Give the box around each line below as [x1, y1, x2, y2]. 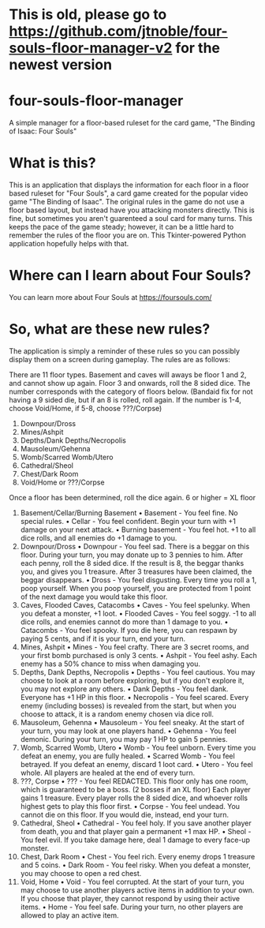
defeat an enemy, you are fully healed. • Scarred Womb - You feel [20, 751, 235, 761]
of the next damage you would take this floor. [20, 592, 168, 601]
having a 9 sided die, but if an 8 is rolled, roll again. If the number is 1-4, [9, 395, 241, 404]
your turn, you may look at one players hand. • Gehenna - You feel [20, 726, 237, 735]
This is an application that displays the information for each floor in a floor [9, 180, 249, 190]
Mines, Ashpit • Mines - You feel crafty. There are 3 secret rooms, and [20, 642, 249, 652]
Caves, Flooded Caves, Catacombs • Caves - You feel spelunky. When [20, 600, 251, 609]
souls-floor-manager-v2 [9, 39, 173, 57]
